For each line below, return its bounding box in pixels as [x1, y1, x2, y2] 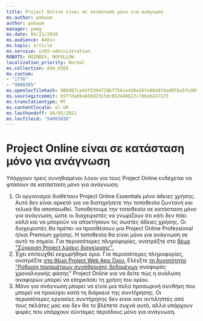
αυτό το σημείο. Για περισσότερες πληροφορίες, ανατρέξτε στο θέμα [14, 238, 190, 245]
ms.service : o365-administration [6, 48, 91, 54]
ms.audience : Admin [6, 37, 56, 43]
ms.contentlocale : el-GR [6, 104, 69, 111]
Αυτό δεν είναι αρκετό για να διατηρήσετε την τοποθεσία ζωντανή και [14, 199, 193, 206]
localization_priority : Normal [6, 59, 85, 65]
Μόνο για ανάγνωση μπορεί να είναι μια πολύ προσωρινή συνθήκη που [14, 282, 195, 290]
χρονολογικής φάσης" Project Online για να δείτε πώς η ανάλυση [14, 270, 181, 277]
